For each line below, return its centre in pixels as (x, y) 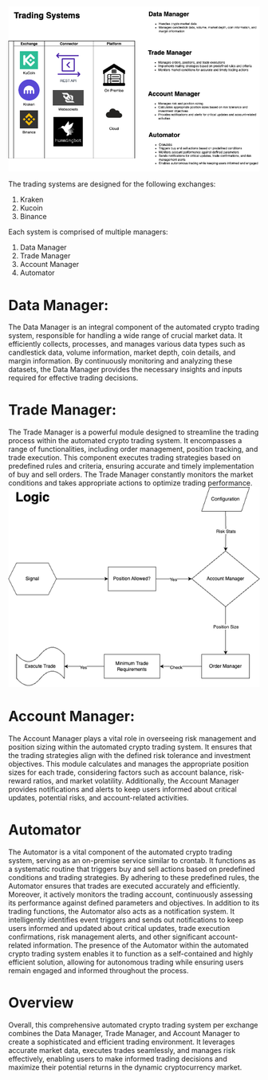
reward (20, 781)
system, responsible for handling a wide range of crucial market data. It (126, 336)
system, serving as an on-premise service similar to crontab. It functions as (132, 861)
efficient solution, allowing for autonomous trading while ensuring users (126, 962)
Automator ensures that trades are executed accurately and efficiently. (124, 886)
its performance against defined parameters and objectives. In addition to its (134, 903)
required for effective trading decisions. (73, 378)
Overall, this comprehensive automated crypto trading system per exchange (133, 1025)
